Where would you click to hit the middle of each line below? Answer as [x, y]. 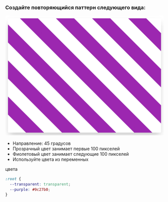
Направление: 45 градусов [42, 143]
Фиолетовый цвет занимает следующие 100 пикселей [71, 154]
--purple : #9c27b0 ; [30, 189]
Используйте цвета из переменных [51, 159]
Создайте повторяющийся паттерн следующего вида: [75, 8]
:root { [13, 179]
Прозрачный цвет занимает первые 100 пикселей [66, 148]
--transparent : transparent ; [40, 184]
